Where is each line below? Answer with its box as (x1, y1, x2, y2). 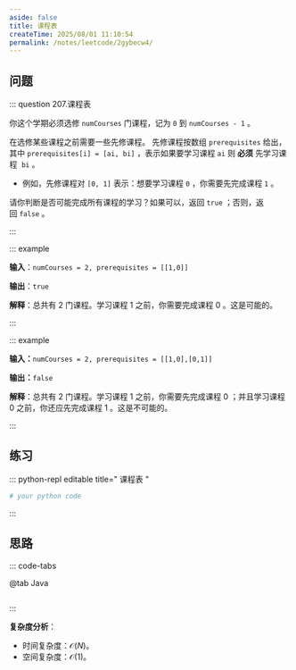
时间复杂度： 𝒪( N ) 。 (21, 640, 95, 650)
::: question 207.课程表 (9, 99, 92, 110)
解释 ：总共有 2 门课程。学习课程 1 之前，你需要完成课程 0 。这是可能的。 (9, 300, 278, 311)
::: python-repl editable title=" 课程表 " (9, 473, 150, 484)
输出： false (9, 373, 53, 383)
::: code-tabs (9, 560, 57, 571)
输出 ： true (9, 281, 49, 291)
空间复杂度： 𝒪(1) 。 (21, 651, 92, 662)
